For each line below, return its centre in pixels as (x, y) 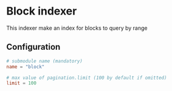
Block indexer (42, 11)
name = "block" (26, 67)
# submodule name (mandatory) (45, 61)
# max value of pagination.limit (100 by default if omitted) (87, 78)
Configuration (33, 47)
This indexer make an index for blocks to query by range (77, 28)
